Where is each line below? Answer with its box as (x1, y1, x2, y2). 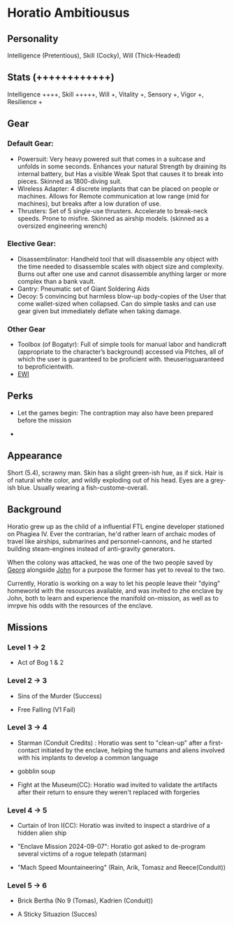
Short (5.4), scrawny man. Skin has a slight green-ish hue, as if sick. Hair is (7, 468, 224, 477)
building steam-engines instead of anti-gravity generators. (7, 544, 176, 553)
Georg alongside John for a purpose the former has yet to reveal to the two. (7, 565, 226, 574)
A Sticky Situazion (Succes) (17, 910, 98, 919)
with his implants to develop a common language (17, 753, 159, 761)
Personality (7, 33, 59, 45)
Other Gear (7, 324, 46, 334)
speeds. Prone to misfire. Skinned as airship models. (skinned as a (17, 214, 209, 222)
